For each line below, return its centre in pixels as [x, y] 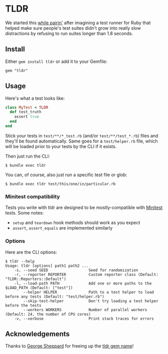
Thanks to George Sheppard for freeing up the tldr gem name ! [70, 346]
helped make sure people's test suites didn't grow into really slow [73, 28]
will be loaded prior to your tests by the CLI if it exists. [61, 146]
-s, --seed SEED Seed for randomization [76, 270]
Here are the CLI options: [31, 252]
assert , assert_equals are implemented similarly [62, 228]
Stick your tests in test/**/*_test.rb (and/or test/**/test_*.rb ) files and [82, 135]
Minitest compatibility [33, 196]
